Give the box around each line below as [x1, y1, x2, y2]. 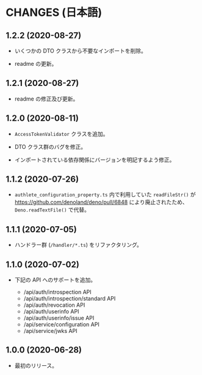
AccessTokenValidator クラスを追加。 [14, 130, 109, 137]
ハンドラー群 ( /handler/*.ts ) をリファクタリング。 [14, 241, 143, 249]
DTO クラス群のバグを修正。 [14, 143, 87, 150]
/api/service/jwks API [23, 327, 78, 335]
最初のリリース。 [14, 362, 58, 369]
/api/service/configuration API [23, 321, 100, 328]
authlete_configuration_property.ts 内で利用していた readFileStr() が [14, 191, 196, 198]
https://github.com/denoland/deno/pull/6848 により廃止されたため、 [14, 199, 189, 206]
